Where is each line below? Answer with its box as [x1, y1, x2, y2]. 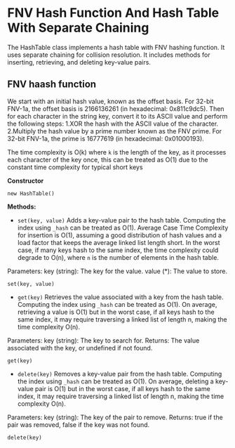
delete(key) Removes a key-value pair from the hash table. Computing [17, 369, 222, 378]
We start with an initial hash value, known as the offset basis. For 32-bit [7, 97, 214, 105]
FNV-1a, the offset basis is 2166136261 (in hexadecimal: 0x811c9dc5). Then [7, 104, 224, 113]
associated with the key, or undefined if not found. [7, 343, 153, 352]
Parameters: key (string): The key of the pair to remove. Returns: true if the [7, 413, 223, 421]
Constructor [7, 176, 44, 185]
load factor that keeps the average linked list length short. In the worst [17, 238, 220, 246]
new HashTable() [7, 190, 55, 197]
